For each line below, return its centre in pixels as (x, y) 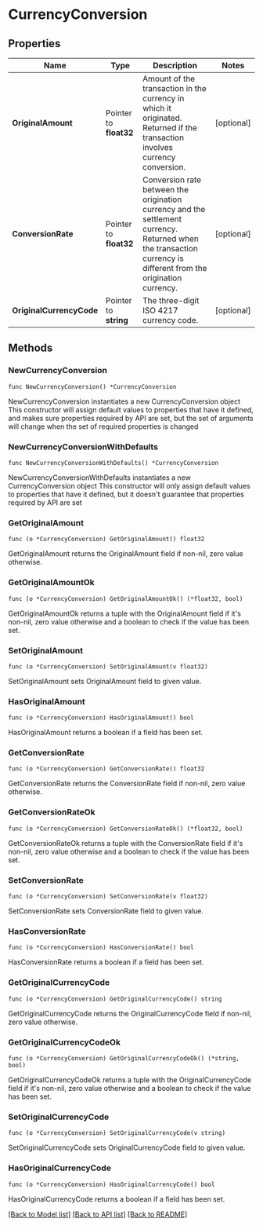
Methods (31, 348)
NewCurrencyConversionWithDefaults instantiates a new (100, 478)
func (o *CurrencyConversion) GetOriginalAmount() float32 (106, 540)
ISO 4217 (160, 310)
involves (158, 147)
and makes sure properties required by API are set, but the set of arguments (131, 418)
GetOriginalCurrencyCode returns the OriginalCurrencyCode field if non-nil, (130, 1013)
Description (175, 66)
